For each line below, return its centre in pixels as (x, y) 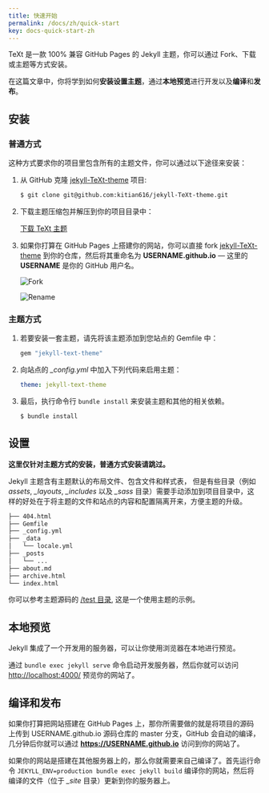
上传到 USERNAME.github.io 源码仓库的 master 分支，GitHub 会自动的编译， (134, 734)
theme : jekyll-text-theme (63, 385)
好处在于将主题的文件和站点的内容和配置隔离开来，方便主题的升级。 (134, 501)
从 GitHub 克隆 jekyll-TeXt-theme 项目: (83, 180)
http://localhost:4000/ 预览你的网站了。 (74, 675)
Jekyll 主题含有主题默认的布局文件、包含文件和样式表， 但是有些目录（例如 (132, 481)
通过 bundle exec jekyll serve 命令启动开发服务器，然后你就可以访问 (123, 665)
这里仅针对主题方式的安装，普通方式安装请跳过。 (89, 464)
